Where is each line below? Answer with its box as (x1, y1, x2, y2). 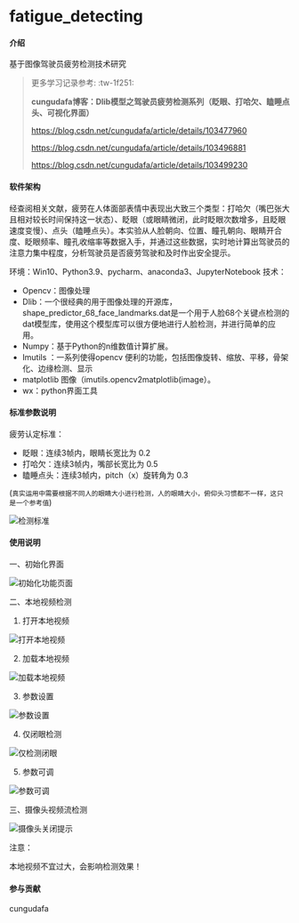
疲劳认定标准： (9, 429, 64, 439)
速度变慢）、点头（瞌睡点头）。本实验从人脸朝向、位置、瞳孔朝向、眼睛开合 (9, 225, 282, 236)
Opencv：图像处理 (21, 285, 91, 295)
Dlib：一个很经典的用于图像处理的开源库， (21, 296, 178, 307)
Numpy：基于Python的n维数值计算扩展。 (21, 341, 174, 351)
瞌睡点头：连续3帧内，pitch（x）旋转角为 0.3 (21, 470, 189, 480)
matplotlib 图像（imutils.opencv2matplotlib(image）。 (21, 373, 216, 384)
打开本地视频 (21, 615, 69, 626)
